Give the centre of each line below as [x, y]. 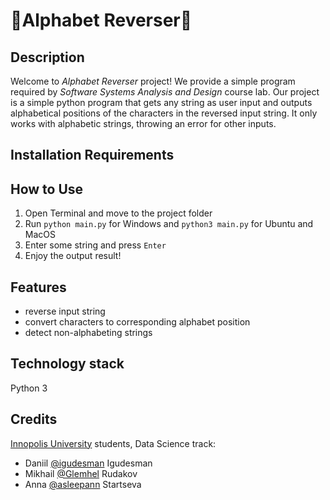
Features [38, 287]
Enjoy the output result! [73, 256]
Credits [34, 419]
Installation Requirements [92, 155]
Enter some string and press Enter [95, 245]
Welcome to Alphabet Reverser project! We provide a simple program [153, 81]
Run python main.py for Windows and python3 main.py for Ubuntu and [169, 224]
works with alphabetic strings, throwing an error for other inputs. [143, 123]
